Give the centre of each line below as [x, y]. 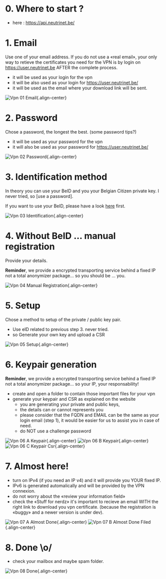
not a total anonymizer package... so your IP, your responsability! [72, 384]
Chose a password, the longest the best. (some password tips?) [71, 132]
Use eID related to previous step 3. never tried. [60, 329]
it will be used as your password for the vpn [57, 142]
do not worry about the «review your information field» [69, 496]
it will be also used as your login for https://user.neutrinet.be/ [75, 82]
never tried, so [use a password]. [39, 196]
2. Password [31, 118]
